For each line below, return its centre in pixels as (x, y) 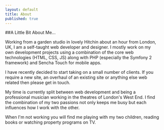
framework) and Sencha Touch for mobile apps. (53, 63)
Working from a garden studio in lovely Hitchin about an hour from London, (81, 42)
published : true (22, 19)
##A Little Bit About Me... (30, 33)
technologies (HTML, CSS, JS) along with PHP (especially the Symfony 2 (79, 58)
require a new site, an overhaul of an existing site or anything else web (76, 77)
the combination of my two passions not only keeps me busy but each (76, 103)
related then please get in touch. (38, 83)
